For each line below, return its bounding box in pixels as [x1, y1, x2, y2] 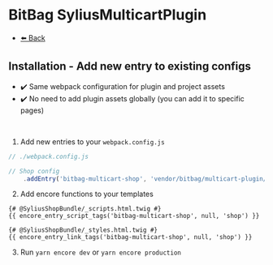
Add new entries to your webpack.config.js [19, 136, 165, 147]
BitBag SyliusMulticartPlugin [8, 6, 207, 24]
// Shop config [8, 167, 60, 175]
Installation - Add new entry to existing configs [8, 59, 252, 74]
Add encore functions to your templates [19, 189, 154, 199]
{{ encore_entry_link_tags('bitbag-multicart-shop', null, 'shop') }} [8, 233, 253, 241]
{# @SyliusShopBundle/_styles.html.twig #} [8, 226, 158, 234]
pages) [19, 105, 45, 115]
